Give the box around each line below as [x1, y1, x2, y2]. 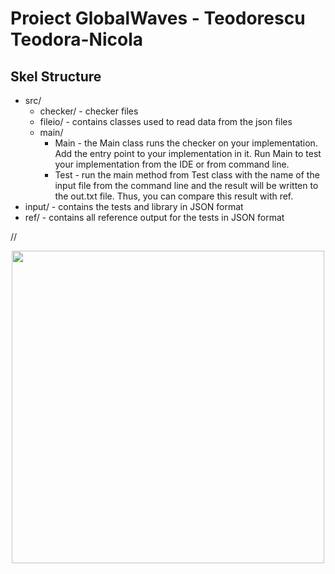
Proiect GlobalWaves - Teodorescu [10, 7, 306, 30]
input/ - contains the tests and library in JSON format [24, 201, 244, 212]
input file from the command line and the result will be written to [54, 180, 319, 191]
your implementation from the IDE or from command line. [54, 158, 290, 170]
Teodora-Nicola [10, 28, 143, 51]
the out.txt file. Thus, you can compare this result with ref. [54, 190, 294, 202]
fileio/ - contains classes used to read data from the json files [39, 116, 293, 127]
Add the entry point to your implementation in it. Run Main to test [54, 148, 322, 159]
